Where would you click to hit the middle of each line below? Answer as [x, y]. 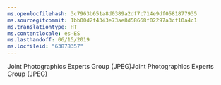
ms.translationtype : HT [42, 27]
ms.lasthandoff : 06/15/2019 [49, 40]
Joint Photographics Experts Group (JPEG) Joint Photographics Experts [110, 66]
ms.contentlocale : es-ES [44, 33]
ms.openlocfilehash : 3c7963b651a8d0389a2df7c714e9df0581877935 [102, 14]
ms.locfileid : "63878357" [45, 46]
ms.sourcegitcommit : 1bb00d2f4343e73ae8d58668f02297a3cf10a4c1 [102, 20]
